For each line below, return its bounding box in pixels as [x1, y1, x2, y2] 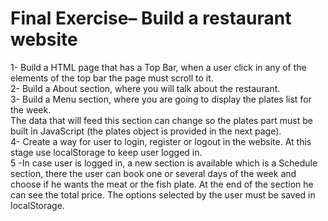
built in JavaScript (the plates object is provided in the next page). [10, 125, 282, 137]
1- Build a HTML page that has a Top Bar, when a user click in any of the [10, 61, 307, 73]
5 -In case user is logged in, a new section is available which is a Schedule [10, 157, 318, 169]
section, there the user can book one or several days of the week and [10, 167, 297, 179]
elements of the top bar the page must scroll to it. [10, 72, 214, 84]
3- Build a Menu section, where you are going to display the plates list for [10, 93, 312, 105]
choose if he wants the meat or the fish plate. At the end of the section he [10, 178, 314, 190]
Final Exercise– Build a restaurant [10, 7, 292, 30]
